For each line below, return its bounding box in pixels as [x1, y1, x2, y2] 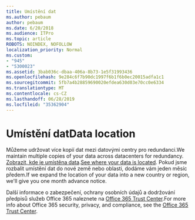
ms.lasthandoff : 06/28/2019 [6, 96, 75, 102]
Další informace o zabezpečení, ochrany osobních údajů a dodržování [6, 189, 175, 196]
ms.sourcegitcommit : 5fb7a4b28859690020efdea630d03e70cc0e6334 [6, 80, 164, 86]
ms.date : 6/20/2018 [6, 25, 54, 31]
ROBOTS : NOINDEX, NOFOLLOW [6, 42, 72, 48]
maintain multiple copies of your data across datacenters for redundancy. [6, 152, 184, 159]
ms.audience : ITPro [6, 31, 54, 36]
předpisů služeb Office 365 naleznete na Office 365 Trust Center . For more [6, 195, 186, 202]
